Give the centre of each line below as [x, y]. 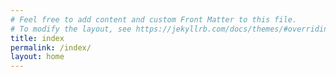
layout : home [37, 57]
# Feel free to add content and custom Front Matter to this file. [154, 19]
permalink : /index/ [51, 47]
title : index [37, 38]
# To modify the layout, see [71, 29]
